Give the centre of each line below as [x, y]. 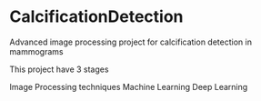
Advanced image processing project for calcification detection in [131, 42]
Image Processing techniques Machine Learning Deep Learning [129, 86]
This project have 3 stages [59, 69]
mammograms [36, 51]
